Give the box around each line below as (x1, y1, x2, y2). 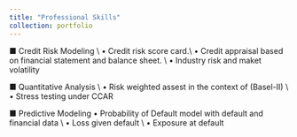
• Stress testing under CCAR (9, 90, 113, 102)
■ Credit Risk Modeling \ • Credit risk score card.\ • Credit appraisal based (9, 45, 284, 56)
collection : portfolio (9, 21, 93, 30)
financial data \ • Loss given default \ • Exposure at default (9, 117, 224, 128)
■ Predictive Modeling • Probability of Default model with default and (9, 108, 264, 118)
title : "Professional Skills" (9, 12, 121, 22)
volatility (9, 64, 40, 75)
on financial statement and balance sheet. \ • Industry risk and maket (9, 55, 262, 65)
